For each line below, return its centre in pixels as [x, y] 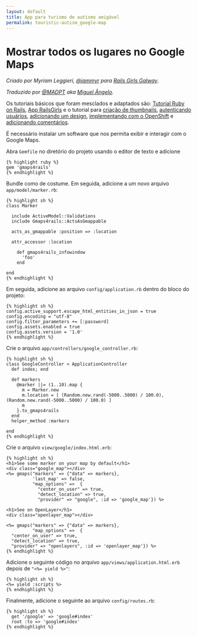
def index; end [30, 370]
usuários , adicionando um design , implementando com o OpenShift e [90, 116]
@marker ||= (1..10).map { [50, 385]
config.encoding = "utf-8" [39, 317]
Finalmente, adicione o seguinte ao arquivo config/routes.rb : [81, 601]
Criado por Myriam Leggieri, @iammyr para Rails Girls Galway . [83, 81]
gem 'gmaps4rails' [29, 168]
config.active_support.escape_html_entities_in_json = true [81, 312]
